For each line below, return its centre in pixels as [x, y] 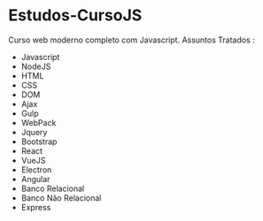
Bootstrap [39, 141]
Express [36, 207]
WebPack [39, 122]
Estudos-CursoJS [75, 15]
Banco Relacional [53, 188]
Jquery [34, 132]
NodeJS [36, 66]
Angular [35, 179]
